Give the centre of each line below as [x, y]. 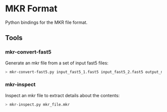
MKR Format [31, 9]
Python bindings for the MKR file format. [46, 22]
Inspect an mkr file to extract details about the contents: [63, 95]
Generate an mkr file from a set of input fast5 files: [57, 63]
